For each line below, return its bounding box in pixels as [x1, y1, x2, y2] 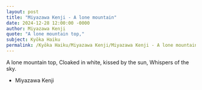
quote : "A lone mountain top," [6, 31, 85, 37]
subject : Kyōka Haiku [6, 37, 61, 43]
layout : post [6, 8, 39, 15]
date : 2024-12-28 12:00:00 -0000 [6, 20, 90, 26]
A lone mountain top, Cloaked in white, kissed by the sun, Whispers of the [6, 58, 189, 66]
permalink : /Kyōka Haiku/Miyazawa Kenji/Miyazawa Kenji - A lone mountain [6, 43, 198, 49]
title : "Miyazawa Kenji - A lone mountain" [6, 14, 117, 20]
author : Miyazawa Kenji [6, 25, 66, 32]
